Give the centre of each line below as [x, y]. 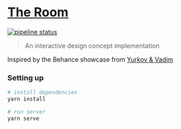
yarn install [27, 99]
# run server [27, 112]
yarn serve [23, 118]
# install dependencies [43, 93]
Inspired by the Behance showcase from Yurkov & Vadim [90, 59]
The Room [38, 12]
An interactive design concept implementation [92, 45]
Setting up [26, 77]
